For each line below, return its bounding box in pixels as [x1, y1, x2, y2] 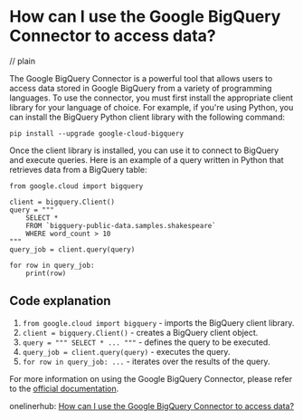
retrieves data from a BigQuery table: [9, 164, 147, 175]
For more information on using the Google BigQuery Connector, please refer [9, 373, 292, 384]
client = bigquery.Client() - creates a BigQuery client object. [22, 327, 259, 338]
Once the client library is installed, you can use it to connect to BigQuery [9, 145, 279, 156]
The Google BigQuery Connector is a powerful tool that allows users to [9, 72, 273, 83]
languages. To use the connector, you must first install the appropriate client [9, 92, 294, 103]
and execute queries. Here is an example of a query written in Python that [9, 154, 284, 165]
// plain [9, 55, 36, 66]
